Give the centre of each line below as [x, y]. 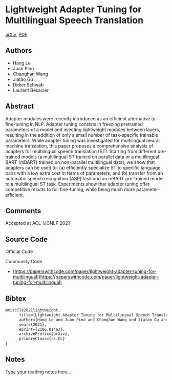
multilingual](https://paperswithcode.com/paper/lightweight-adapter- [86, 277]
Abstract [20, 106]
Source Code [26, 239]
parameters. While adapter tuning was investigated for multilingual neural [82, 140]
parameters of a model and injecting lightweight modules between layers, [83, 130]
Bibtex [16, 298]
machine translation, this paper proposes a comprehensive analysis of [79, 146]
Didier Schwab [28, 85]
